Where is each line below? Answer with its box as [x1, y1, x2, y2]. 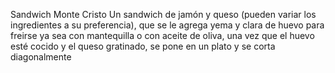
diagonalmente [10, 51, 72, 63]
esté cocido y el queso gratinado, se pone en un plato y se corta [10, 40, 276, 52]
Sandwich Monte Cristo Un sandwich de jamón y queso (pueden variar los [10, 9, 317, 20]
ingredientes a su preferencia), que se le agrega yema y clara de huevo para [10, 19, 325, 31]
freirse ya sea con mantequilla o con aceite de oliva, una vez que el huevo [10, 30, 315, 41]
